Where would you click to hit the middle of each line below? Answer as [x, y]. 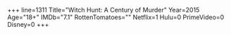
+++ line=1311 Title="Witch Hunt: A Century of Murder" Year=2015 [104, 10]
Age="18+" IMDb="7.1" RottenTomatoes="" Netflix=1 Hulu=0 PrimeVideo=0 [116, 17]
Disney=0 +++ [28, 24]
